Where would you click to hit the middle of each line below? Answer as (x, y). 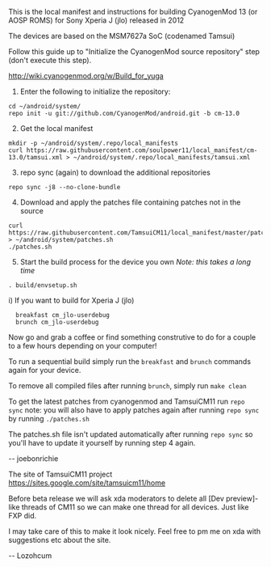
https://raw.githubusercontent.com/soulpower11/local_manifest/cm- (142, 150)
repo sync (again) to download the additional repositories (115, 172)
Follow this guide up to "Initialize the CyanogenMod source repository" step (134, 51)
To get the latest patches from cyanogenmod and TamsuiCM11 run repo (127, 401)
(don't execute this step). (50, 60)
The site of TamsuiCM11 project (60, 474)
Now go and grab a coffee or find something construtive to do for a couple (132, 337)
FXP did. (23, 516)
